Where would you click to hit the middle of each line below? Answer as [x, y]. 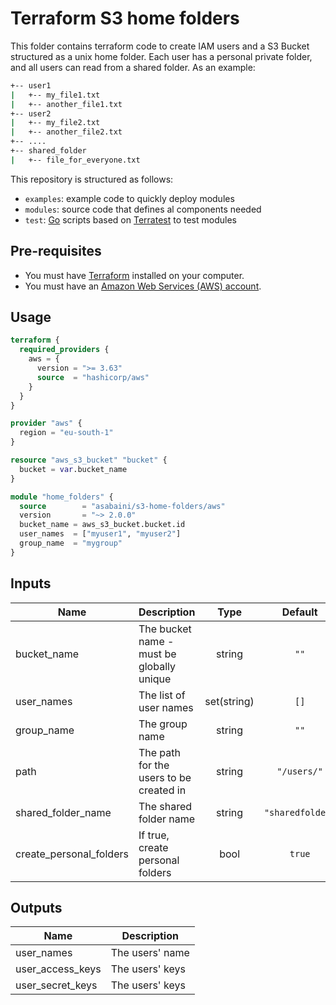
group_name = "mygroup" [71, 543]
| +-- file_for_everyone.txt [75, 160]
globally [157, 666]
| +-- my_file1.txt [55, 95]
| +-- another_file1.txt [66, 104]
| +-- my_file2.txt [55, 123]
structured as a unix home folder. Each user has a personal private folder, [161, 56]
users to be [165, 777]
